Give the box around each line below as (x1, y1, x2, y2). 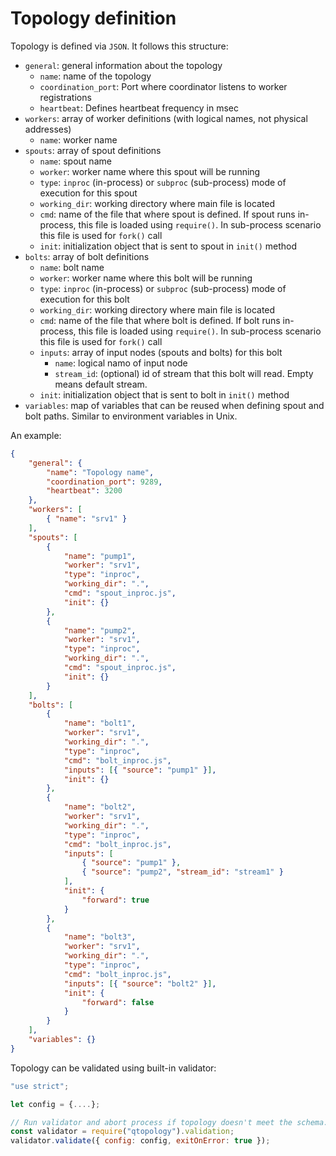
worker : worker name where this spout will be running (39, 165, 261, 177)
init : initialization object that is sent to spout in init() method (39, 240, 298, 252)
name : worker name (39, 133, 118, 146)
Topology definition (10, 7, 177, 30)
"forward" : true (81, 895, 150, 905)
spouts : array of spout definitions (24, 144, 162, 156)
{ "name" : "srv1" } (46, 514, 128, 524)
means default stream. (54, 378, 148, 390)
